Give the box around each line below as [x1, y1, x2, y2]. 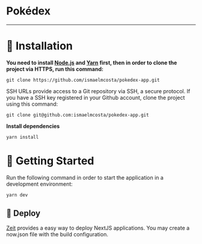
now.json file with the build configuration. [6, 230, 108, 238]
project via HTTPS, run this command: [6, 65, 104, 73]
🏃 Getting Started [6, 154, 94, 168]
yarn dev [6, 192, 28, 198]
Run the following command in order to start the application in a [6, 174, 164, 181]
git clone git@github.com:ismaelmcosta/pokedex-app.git [6, 112, 149, 118]
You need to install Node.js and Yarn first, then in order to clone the [6, 59, 177, 66]
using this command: [6, 100, 58, 108]
